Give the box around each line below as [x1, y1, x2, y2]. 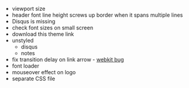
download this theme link [11, 31, 74, 38]
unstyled [11, 37, 34, 44]
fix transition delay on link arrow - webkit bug [11, 56, 124, 63]
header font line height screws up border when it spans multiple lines [11, 11, 183, 19]
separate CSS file [11, 75, 55, 82]
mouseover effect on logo [11, 69, 76, 75]
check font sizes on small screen [11, 24, 94, 31]
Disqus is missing [11, 18, 56, 25]
